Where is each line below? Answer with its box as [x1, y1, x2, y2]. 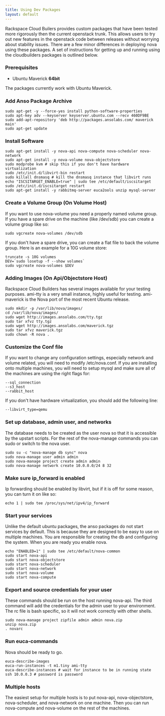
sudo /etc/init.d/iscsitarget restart [5, 184, 85, 189]
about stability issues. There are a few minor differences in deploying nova [5, 41, 157, 47]
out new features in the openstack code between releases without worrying [5, 36, 160, 42]
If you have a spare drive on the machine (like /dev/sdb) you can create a [5, 216, 154, 222]
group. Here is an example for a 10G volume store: [5, 245, 107, 251]
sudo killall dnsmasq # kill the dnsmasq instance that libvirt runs [5, 175, 152, 180]
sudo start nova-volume [5, 571, 54, 576]
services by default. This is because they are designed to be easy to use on [5, 529, 159, 535]
